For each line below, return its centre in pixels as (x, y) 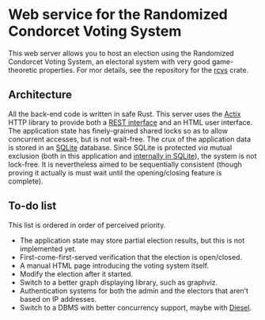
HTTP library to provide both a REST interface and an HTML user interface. (131, 122)
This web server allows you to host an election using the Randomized (121, 53)
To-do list (32, 206)
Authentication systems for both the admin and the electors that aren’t (134, 291)
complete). (26, 181)
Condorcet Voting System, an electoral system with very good (109, 62)
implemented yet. (48, 248)
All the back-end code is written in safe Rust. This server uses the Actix (125, 114)
